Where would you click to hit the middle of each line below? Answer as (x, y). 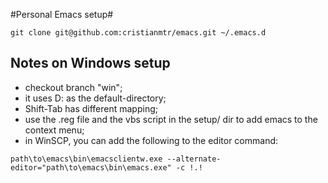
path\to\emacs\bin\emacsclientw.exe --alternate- (116, 159)
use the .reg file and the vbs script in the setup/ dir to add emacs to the (171, 119)
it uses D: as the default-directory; (95, 98)
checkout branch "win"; (73, 87)
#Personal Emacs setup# (62, 14)
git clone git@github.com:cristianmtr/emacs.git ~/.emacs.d (138, 33)
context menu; (54, 130)
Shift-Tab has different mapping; (91, 108)
